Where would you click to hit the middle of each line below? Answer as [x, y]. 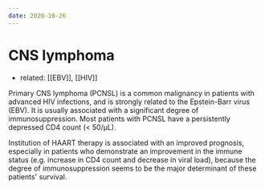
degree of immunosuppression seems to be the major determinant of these [132, 168]
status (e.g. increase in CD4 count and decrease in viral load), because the [132, 159]
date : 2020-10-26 [37, 16]
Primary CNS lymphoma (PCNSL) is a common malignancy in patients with [132, 93]
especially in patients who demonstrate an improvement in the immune [125, 151]
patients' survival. [38, 176]
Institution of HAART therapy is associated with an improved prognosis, [126, 143]
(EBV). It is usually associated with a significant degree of [104, 110]
